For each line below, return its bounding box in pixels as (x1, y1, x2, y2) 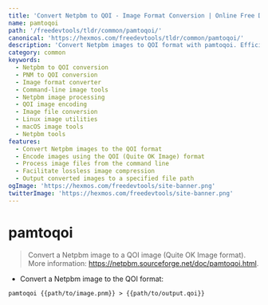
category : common (8, 49, 66, 57)
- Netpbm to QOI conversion (15, 64, 109, 72)
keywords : (8, 57, 41, 65)
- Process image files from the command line (15, 160, 170, 168)
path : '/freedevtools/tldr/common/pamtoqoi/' (8, 26, 162, 34)
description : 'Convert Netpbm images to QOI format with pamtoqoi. (8, 41, 238, 49)
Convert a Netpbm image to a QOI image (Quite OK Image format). (27, 250, 246, 260)
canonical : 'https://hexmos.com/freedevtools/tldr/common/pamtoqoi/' (8, 33, 245, 42)
